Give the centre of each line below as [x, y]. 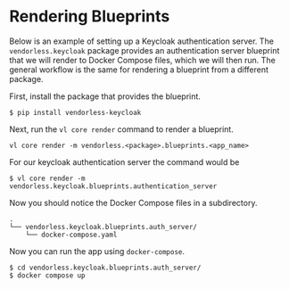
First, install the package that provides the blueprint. [105, 96]
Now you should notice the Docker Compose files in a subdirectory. [133, 202]
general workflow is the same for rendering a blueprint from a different [139, 70]
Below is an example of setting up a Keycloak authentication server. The [142, 41]
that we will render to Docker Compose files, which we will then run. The [143, 60]
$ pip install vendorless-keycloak [75, 112]
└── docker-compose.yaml [71, 235]
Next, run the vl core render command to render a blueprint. [121, 129]
